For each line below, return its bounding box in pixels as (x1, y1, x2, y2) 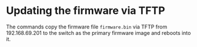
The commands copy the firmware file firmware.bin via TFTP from (6, 23, 168, 30)
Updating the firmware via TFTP (6, 4, 166, 17)
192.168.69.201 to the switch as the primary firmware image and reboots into (6, 29, 191, 36)
